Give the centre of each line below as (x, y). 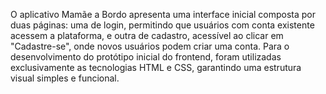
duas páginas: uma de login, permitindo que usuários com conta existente (162, 25)
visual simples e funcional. (65, 78)
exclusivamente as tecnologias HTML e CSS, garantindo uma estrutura (156, 67)
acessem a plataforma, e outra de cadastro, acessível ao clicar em (147, 35)
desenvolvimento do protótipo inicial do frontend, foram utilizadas (146, 57)
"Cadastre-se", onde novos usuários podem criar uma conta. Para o (150, 46)
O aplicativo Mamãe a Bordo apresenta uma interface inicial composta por (163, 14)
